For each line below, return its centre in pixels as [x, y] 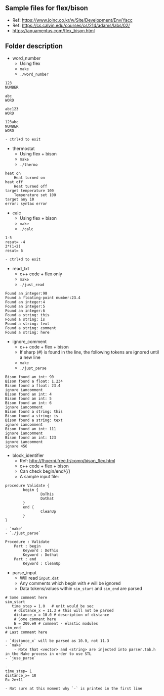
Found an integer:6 [25, 311]
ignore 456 [16, 446]
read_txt [21, 268]
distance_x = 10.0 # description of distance [62, 615]
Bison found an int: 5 [28, 398]
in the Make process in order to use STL [48, 654]
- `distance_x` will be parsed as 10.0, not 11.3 [57, 641]
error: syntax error [26, 203]
